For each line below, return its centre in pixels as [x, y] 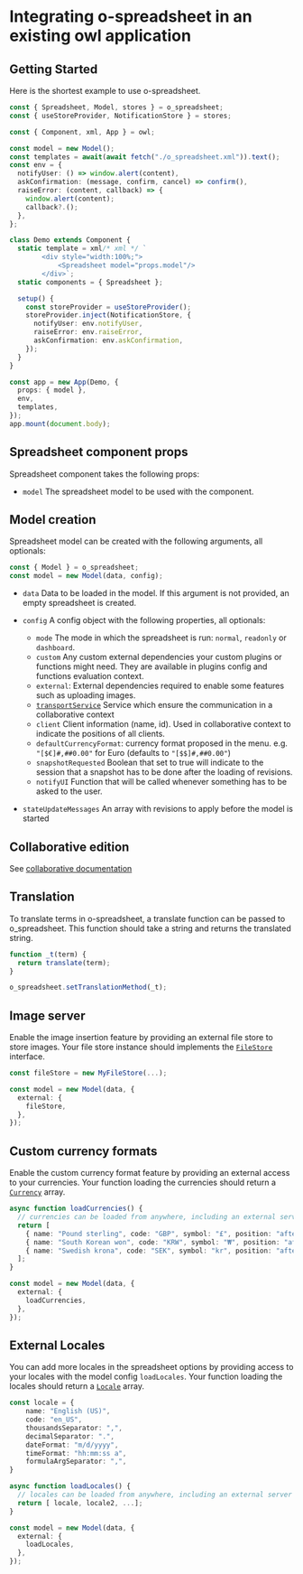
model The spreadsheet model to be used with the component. [138, 491]
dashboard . [55, 647]
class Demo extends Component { [70, 240]
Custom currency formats [83, 1151]
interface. [27, 1057]
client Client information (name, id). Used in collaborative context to [163, 724]
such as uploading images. [86, 695]
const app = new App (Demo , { [64, 382]
